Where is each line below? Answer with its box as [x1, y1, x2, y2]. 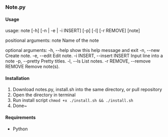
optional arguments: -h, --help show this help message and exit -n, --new [5, 47, 160, 53]
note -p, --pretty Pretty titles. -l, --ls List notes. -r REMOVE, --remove [5, 58, 151, 64]
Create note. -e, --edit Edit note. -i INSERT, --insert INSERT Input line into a [5, 52, 163, 59]
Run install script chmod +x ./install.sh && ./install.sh [12, 97, 133, 103]
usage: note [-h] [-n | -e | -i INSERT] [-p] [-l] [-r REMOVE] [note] [5, 28, 140, 34]
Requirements [5, 114, 36, 120]
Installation [5, 75, 30, 81]
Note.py [5, 4, 26, 11]
